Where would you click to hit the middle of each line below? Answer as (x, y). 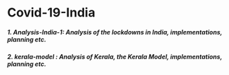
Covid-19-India (51, 13)
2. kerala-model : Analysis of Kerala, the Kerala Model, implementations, (115, 57)
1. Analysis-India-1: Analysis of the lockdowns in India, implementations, (115, 32)
